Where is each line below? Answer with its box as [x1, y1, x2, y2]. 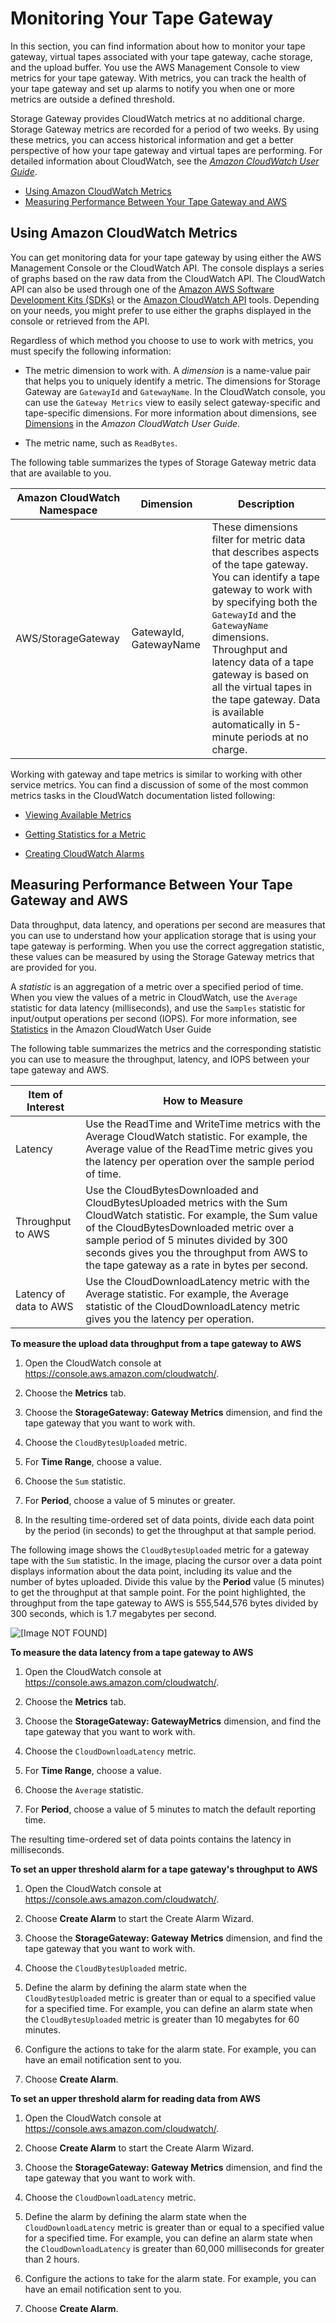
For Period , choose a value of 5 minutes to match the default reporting [24, 1803, 316, 1815]
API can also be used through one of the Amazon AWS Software [10, 283, 275, 295]
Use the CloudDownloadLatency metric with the [85, 1274, 310, 1288]
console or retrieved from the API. [10, 315, 150, 327]
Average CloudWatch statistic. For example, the [85, 1129, 308, 1143]
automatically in [211, 717, 287, 731]
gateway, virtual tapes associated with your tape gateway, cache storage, [10, 50, 313, 62]
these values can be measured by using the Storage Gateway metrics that [10, 950, 315, 962]
